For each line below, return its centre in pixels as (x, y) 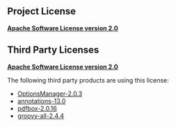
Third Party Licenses (53, 50)
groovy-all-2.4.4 (41, 116)
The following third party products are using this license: (88, 80)
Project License (42, 11)
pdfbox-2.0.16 (37, 108)
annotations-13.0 (41, 101)
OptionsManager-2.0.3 (50, 94)
